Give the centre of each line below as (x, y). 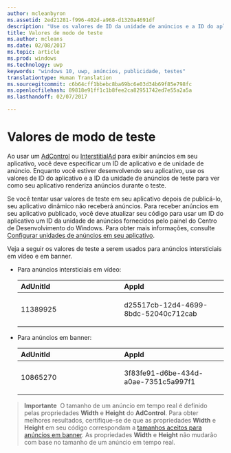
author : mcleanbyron (37, 13)
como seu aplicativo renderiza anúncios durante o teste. (87, 185)
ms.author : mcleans (35, 39)
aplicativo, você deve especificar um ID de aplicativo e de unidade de (106, 163)
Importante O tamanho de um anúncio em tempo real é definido (115, 405)
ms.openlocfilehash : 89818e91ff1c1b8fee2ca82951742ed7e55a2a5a (100, 90)
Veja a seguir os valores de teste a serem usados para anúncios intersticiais (114, 248)
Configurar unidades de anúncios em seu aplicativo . (81, 235)
